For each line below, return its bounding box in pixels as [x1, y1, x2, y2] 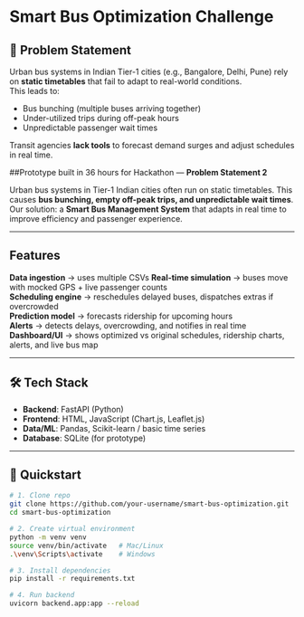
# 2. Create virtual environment [9, 525, 136, 534]
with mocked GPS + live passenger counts [9, 281, 167, 292]
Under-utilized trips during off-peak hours [22, 113, 179, 123]
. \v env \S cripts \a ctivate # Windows [9, 549, 156, 558]
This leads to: [9, 86, 61, 96]
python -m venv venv [9, 532, 88, 542]
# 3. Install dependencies [9, 565, 111, 575]
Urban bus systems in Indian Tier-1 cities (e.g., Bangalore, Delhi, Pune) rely [9, 66, 289, 77]
